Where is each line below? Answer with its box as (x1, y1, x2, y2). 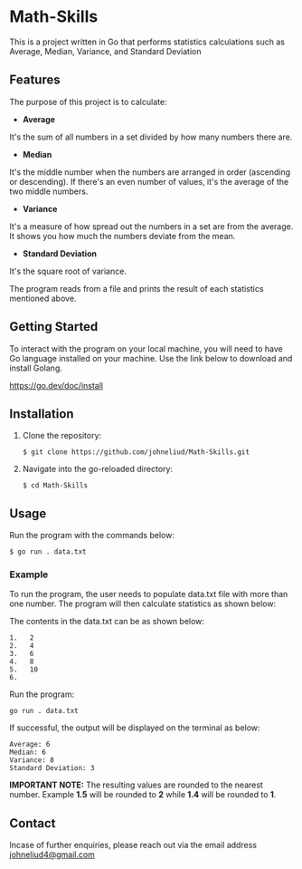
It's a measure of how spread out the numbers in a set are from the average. (9, 220, 294, 232)
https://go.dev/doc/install (9, 380, 104, 391)
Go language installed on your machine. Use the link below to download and (9, 352, 293, 363)
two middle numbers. (9, 186, 89, 197)
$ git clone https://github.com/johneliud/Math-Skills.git (22, 448, 250, 457)
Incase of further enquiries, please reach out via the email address (9, 840, 258, 851)
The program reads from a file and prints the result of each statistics (9, 283, 264, 294)
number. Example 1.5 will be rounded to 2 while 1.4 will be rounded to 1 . (9, 789, 277, 800)
